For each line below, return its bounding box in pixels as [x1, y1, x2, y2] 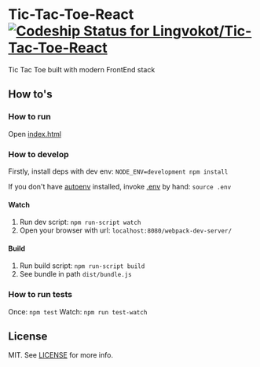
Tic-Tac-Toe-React [8, 6, 134, 24]
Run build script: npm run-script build [19, 261, 145, 270]
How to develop [8, 149, 69, 160]
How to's [8, 88, 53, 101]
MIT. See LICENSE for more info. [8, 350, 114, 360]
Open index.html [8, 129, 61, 138]
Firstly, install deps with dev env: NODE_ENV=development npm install [8, 167, 229, 176]
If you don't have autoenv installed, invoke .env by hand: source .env [8, 182, 232, 191]
